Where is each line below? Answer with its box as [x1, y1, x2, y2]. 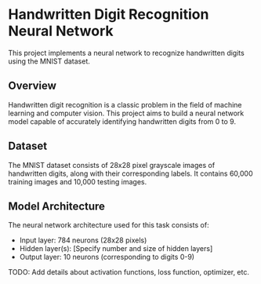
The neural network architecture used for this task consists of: [8, 220, 209, 230]
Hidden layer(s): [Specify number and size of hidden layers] [19, 244, 213, 253]
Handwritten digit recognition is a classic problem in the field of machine [8, 100, 242, 109]
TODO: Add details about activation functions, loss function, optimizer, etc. [8, 268, 249, 277]
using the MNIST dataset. [8, 56, 90, 66]
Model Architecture [8, 199, 106, 213]
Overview [8, 79, 57, 93]
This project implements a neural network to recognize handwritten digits [8, 48, 245, 57]
